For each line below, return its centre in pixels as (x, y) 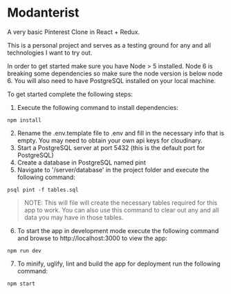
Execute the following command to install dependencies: (98, 107)
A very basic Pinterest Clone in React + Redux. (74, 32)
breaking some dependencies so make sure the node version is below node (115, 73)
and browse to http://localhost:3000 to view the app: (92, 238)
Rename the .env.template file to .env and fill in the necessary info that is (121, 133)
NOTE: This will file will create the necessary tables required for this (121, 203)
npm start (21, 284)
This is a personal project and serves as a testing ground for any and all (109, 45)
